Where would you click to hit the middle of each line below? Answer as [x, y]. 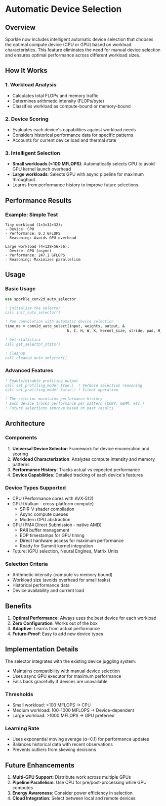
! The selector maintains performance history [54, 399]
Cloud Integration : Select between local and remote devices [74, 798]
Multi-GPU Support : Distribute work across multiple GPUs [72, 777]
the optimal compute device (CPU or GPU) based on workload [68, 45]
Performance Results [38, 200]
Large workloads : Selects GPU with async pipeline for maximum [78, 174]
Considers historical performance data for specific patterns [73, 135]
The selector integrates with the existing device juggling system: [71, 661]
